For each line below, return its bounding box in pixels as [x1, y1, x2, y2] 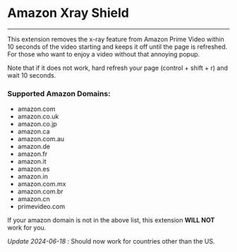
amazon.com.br [17, 187, 63, 196]
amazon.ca [17, 127, 51, 136]
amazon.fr [17, 150, 48, 158]
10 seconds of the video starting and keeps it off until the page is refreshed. [7, 42, 228, 51]
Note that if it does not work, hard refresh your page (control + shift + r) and [7, 64, 228, 72]
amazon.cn [17, 195, 51, 203]
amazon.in [17, 172, 48, 181]
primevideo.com [17, 203, 66, 211]
